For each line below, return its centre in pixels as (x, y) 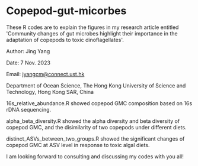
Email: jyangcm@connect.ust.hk (45, 74)
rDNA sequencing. (29, 109)
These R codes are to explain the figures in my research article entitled (92, 27)
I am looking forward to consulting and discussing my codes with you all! (95, 156)
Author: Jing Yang (28, 51)
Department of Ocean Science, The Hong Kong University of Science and (96, 85)
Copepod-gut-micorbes (66, 11)
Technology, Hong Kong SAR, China (50, 92)
